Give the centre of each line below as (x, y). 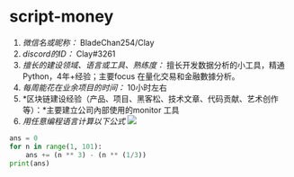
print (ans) (30, 164)
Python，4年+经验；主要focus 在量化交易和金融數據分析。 (131, 76)
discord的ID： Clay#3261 (69, 53)
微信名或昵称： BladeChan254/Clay (88, 42)
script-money (62, 17)
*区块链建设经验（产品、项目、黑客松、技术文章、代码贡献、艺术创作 (150, 98)
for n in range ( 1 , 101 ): (56, 146)
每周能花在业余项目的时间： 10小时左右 (95, 87)
